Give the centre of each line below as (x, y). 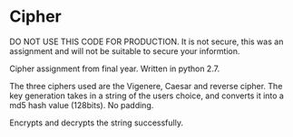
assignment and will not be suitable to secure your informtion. (125, 50)
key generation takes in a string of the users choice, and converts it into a (146, 96)
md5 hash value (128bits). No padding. (82, 105)
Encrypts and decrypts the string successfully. (97, 123)
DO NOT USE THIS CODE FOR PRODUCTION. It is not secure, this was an (146, 41)
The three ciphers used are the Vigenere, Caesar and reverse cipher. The (146, 86)
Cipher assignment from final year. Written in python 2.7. (115, 68)
